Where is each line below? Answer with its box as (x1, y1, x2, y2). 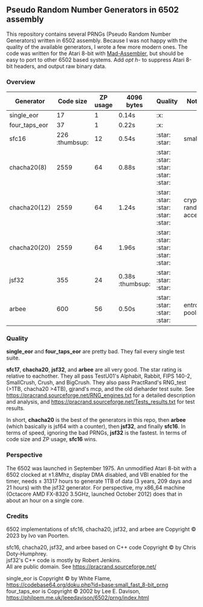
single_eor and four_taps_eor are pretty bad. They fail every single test (6, 348, 185, 355)
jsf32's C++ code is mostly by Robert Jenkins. (6, 557, 122, 563)
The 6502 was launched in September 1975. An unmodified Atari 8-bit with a (6, 464, 197, 471)
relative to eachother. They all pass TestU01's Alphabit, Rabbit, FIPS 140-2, (6, 372, 192, 380)
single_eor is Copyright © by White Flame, (6, 575, 112, 582)
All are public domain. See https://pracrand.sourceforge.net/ (6, 563, 157, 570)
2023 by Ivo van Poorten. (6, 532, 69, 539)
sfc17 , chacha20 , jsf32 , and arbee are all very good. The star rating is (6, 366, 182, 373)
